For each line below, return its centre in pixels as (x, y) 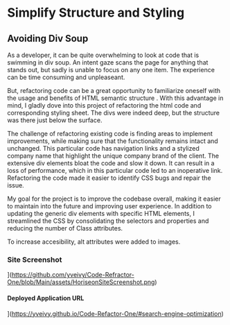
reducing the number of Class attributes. (65, 228)
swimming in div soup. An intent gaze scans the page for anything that (108, 62)
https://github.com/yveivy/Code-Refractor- (73, 275)
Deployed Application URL (46, 298)
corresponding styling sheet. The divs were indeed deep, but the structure (114, 113)
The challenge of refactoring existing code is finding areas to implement (110, 134)
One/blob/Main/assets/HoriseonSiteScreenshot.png (81, 282)
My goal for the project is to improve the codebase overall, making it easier (114, 199)
